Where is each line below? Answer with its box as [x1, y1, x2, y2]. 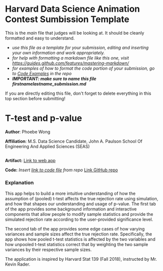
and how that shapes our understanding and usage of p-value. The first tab [5, 201, 156, 207]
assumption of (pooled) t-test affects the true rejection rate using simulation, [5, 195, 159, 201]
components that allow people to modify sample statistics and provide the [5, 211, 153, 217]
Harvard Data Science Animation [5, 3, 140, 15]
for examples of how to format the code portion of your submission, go [12, 65, 155, 71]
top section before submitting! [5, 95, 66, 101]
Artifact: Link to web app [5, 158, 56, 164]
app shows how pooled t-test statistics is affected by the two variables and [5, 236, 156, 242]
